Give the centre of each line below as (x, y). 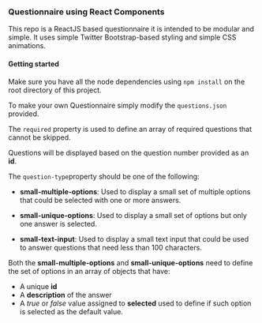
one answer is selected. (58, 223)
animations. (27, 46)
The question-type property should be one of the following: (104, 176)
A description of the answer (65, 295)
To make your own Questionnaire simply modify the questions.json (118, 105)
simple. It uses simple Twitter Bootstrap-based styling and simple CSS (122, 37)
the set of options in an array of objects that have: (89, 271)
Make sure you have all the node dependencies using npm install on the (127, 81)
